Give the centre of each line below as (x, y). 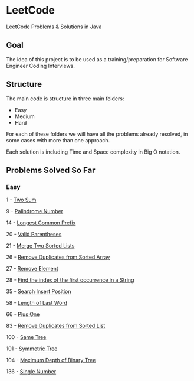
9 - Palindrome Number (35, 211)
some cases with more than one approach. (58, 140)
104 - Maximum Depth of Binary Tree (51, 360)
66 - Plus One (23, 314)
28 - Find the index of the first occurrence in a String (70, 280)
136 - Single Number (31, 372)
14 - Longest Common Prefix (41, 223)
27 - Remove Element (32, 269)
